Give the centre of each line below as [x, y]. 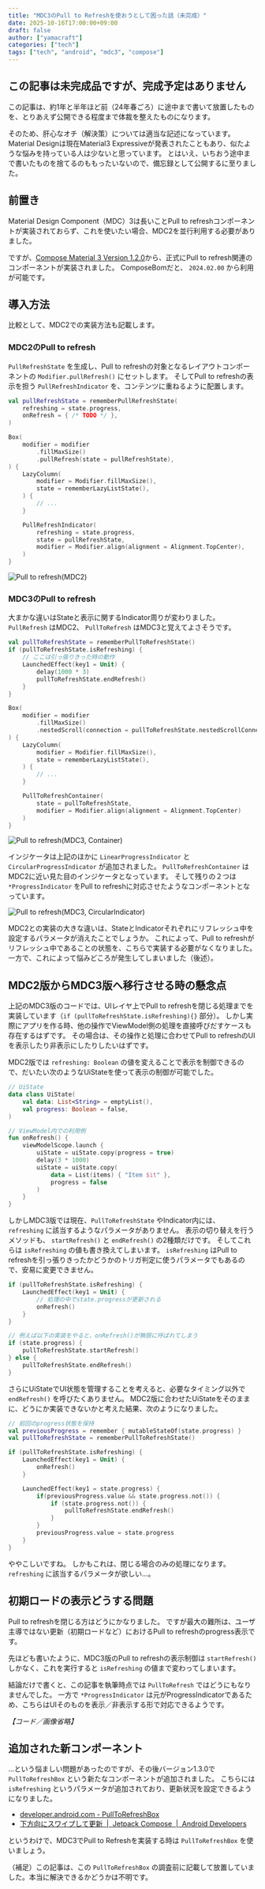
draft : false [30, 30]
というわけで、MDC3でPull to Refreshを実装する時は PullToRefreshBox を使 [131, 1841]
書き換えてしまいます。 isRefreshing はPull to [163, 1250]
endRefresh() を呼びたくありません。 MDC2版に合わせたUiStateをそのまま [129, 1398]
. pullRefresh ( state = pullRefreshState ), [106, 459]
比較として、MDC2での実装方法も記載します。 [84, 325]
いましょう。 [29, 1850]
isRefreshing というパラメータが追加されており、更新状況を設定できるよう [130, 1789]
